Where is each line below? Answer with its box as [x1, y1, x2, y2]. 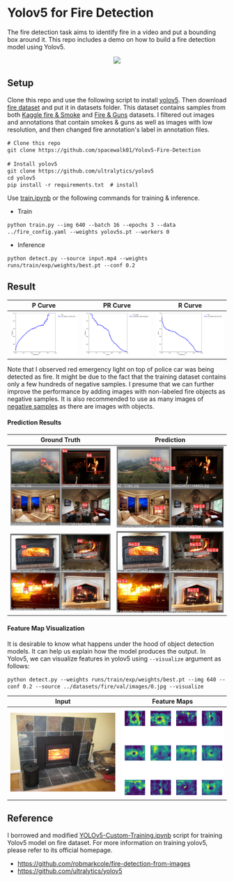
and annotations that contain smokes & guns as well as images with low [7, 118, 212, 126]
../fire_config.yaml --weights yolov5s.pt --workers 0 [7, 228, 170, 235]
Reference [7, 812, 54, 824]
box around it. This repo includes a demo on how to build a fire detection [7, 35, 216, 43]
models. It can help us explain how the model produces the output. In [7, 647, 206, 655]
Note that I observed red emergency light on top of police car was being [7, 365, 214, 374]
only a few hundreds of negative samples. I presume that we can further [7, 380, 214, 388]
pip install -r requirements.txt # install [7, 181, 139, 189]
